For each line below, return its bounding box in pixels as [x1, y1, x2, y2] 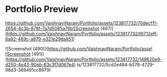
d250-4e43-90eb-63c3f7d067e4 [5, 61, 74, 67]
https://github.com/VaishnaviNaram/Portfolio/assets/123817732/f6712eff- [7, 30, 158, 36]
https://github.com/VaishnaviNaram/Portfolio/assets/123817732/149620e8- [7, 56, 162, 62]
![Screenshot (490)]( [5, 45, 48, 51]
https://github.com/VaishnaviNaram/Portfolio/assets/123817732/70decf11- [5, 20, 158, 26]
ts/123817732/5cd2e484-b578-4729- [77, 61, 154, 67]
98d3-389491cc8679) [5, 66, 51, 73]
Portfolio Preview [5, 3, 79, 15]
